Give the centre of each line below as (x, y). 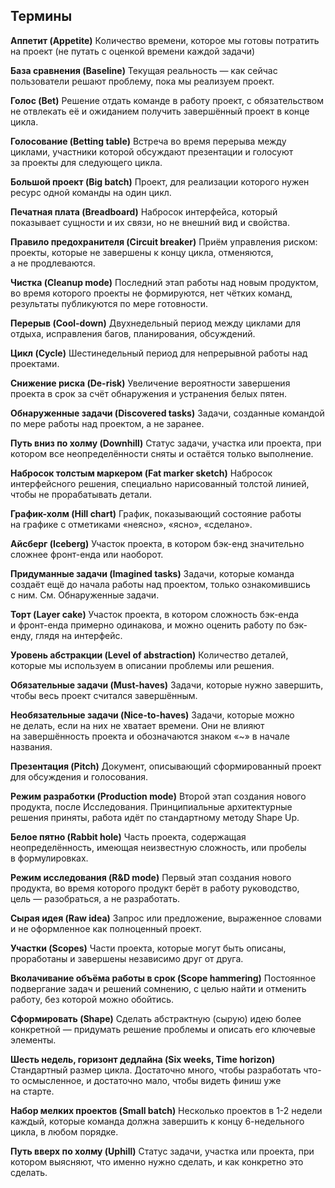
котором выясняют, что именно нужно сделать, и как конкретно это (157, 1161)
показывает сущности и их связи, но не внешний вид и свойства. (150, 222)
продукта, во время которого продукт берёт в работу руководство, (155, 888)
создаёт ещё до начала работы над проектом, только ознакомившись (160, 584)
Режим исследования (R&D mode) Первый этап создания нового (151, 877)
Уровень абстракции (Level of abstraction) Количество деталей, (149, 655)
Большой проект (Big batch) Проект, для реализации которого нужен (160, 181)
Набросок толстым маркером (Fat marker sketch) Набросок (141, 473)
